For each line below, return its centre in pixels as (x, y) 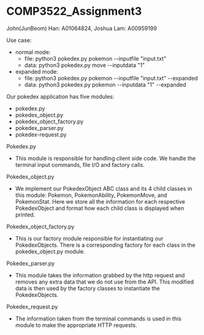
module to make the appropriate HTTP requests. (76, 325)
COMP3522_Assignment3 (74, 11)
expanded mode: (36, 71)
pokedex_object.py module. (50, 251)
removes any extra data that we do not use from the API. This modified (104, 282)
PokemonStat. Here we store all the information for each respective (100, 201)
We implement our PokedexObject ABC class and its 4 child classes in (104, 188)
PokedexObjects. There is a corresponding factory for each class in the (105, 245)
